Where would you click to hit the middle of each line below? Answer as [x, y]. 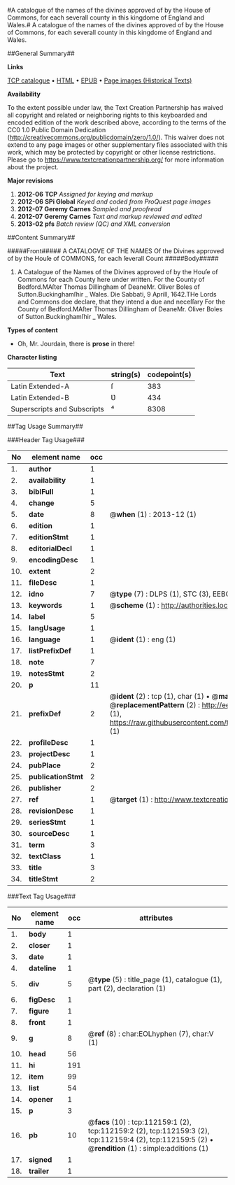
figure [39, 1011]
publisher [45, 788]
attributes [156, 918]
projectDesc [50, 754]
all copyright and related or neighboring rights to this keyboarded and [107, 115]
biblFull [41, 491]
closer [40, 945]
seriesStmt [48, 822]
